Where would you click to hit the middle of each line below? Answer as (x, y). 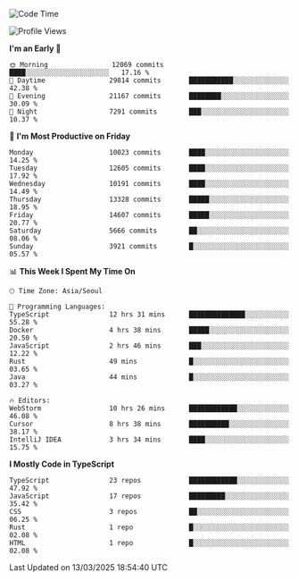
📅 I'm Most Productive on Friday (70, 136)
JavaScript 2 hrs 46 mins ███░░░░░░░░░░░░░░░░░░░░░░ (149, 346)
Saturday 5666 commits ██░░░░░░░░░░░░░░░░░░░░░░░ (149, 231)
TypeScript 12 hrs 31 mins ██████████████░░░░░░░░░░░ (149, 315)
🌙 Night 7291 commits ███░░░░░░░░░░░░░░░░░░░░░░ (149, 112)
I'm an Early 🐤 (35, 48)
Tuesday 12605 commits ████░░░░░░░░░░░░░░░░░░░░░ (149, 168)
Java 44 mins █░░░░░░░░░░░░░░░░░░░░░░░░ (149, 377)
